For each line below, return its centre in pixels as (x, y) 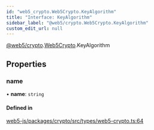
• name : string (25, 94)
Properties (26, 64)
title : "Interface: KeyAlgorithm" (49, 17)
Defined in (19, 107)
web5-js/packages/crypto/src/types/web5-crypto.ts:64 (75, 121)
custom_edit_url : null (34, 28)
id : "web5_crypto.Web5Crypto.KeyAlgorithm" (61, 12)
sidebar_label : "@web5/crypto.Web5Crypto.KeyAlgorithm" (77, 23)
